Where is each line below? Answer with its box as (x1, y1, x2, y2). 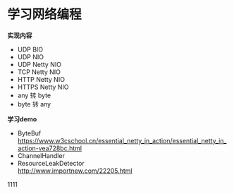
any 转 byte (17, 91, 51, 99)
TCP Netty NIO (17, 68, 61, 76)
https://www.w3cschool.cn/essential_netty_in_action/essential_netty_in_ (17, 136, 227, 145)
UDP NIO (17, 52, 44, 61)
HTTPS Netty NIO (17, 83, 69, 91)
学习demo (7, 114, 37, 123)
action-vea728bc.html (17, 144, 82, 152)
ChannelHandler (17, 151, 66, 159)
